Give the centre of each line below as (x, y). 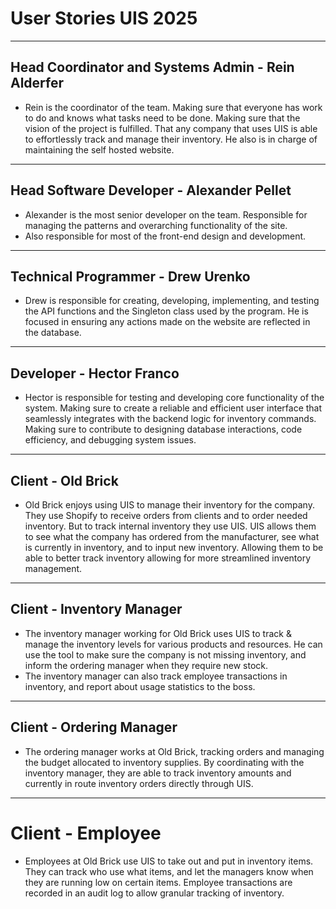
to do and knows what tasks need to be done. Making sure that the (162, 118)
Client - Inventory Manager (96, 609)
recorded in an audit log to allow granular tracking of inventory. (154, 893)
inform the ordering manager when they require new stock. (146, 665)
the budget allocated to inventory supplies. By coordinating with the (164, 762)
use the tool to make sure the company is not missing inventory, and (165, 654)
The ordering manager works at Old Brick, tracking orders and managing (174, 751)
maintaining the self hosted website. (99, 149)
